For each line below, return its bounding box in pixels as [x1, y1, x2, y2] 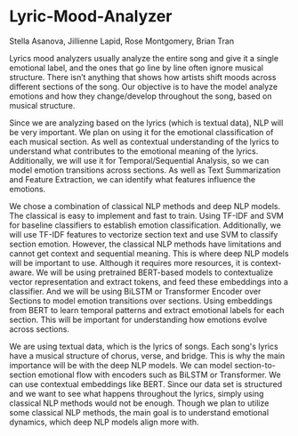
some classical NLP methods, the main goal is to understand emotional [9, 407, 270, 417]
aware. [9, 267, 35, 278]
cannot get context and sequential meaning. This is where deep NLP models [9, 247, 289, 259]
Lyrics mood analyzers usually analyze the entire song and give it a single [9, 52, 278, 63]
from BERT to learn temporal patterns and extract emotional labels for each [9, 304, 285, 315]
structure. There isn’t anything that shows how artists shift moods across [9, 71, 277, 82]
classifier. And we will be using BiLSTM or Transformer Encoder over [9, 286, 262, 296]
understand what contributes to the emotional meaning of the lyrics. [9, 145, 259, 157]
